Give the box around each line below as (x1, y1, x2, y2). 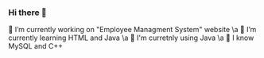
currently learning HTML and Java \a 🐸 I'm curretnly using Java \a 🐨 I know (8, 33, 254, 42)
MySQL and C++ (8, 42, 64, 51)
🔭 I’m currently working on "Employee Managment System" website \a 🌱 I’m (8, 25, 257, 34)
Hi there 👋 (8, 7, 48, 18)
